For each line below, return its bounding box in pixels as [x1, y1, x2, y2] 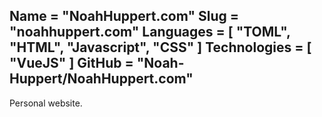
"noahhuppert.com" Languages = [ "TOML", [9, 24, 291, 41]
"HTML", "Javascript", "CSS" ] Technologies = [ [9, 39, 312, 56]
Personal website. [9, 97, 83, 109]
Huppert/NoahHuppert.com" [9, 70, 194, 88]
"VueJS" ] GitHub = [9, 55, 134, 72]
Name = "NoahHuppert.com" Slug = [9, 8, 239, 25]
